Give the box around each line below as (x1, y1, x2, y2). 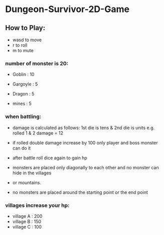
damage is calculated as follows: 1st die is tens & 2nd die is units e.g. (12, 125, 155, 131)
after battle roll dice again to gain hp (12, 155, 88, 161)
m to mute (12, 48, 34, 53)
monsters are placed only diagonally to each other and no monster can (12, 164, 159, 170)
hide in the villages (12, 170, 52, 176)
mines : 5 (12, 100, 32, 106)
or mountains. (12, 179, 42, 185)
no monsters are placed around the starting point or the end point (12, 189, 148, 195)
